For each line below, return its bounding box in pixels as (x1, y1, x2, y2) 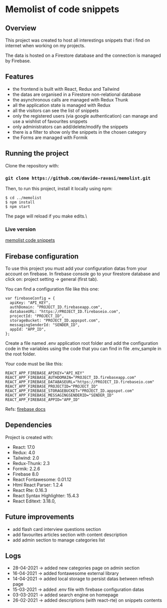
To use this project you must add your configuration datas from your (5, 265, 147, 272)
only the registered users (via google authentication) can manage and (12, 113, 158, 119)
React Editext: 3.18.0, (12, 498, 56, 504)
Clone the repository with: (5, 162, 60, 168)
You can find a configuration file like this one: (5, 286, 99, 292)
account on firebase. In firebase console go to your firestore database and (5, 271, 160, 277)
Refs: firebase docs (5, 406, 46, 412)
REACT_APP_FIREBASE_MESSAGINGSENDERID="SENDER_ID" (5, 393, 114, 398)
